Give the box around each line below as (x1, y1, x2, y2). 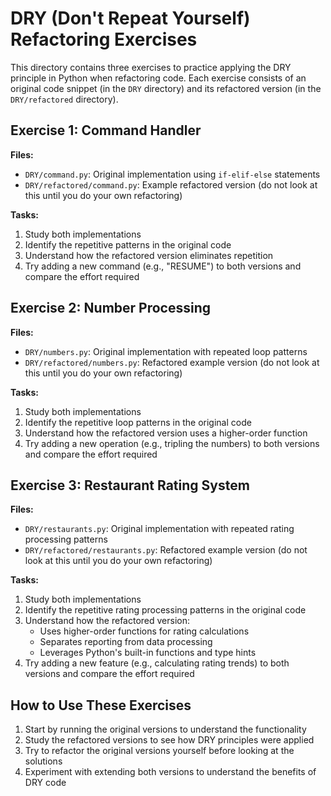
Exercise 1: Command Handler (10, 122, 202, 139)
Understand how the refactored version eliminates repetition (24, 249, 274, 261)
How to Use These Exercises (10, 697, 192, 714)
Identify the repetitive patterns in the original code (24, 238, 232, 251)
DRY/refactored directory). (10, 93, 119, 105)
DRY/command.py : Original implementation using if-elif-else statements (24, 168, 321, 180)
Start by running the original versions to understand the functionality (24, 723, 307, 736)
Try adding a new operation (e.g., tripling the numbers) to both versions (24, 437, 320, 449)
